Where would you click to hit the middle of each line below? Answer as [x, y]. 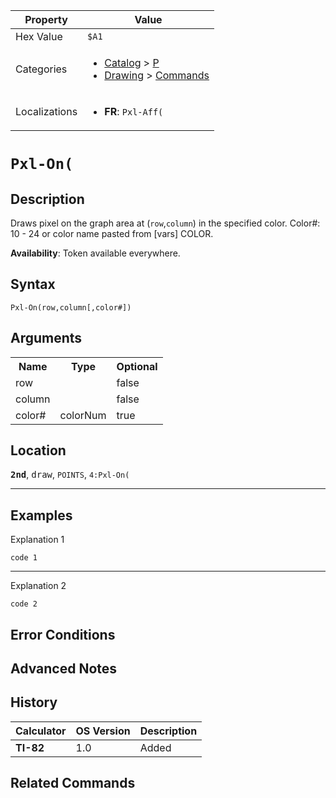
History [34, 702]
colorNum [83, 415]
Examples [41, 515]
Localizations [46, 111]
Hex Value [39, 36]
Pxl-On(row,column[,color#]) [71, 307]
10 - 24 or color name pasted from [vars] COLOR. [112, 233]
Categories [41, 69]
